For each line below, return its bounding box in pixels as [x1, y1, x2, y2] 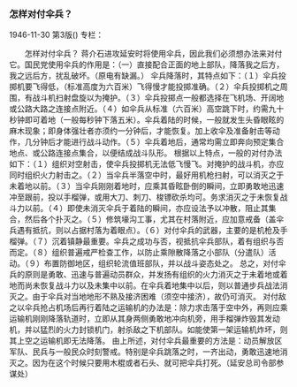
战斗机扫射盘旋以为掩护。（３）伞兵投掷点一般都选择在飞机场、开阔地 [32, 93, 285, 103]
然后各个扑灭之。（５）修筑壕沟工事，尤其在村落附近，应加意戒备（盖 [24, 214, 277, 224]
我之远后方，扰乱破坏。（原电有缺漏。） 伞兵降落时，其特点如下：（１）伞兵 [9, 71, 278, 81]
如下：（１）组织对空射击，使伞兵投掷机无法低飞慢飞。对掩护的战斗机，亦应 [9, 159, 285, 170]
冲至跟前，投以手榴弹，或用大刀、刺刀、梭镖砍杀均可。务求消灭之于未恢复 [9, 192, 280, 202]
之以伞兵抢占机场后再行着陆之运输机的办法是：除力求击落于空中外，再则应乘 [9, 302, 288, 313]
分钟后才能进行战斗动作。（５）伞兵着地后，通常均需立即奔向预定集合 [32, 137, 285, 148]
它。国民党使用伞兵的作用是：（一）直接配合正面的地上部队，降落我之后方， [9, 59, 285, 70]
